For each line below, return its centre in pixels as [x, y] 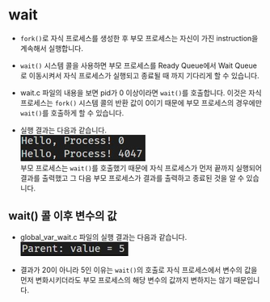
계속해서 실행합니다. [51, 48]
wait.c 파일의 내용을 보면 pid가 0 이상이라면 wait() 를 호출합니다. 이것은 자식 [141, 92]
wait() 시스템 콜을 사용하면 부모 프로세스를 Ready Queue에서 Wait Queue [138, 65]
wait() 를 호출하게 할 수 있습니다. [72, 113]
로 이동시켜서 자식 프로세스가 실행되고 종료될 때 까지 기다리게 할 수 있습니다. [140, 75]
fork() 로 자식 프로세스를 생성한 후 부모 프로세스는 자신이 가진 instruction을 [139, 38]
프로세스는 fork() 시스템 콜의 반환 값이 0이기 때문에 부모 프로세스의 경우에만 [141, 103]
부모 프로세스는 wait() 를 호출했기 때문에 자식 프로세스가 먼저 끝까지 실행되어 [141, 168]
